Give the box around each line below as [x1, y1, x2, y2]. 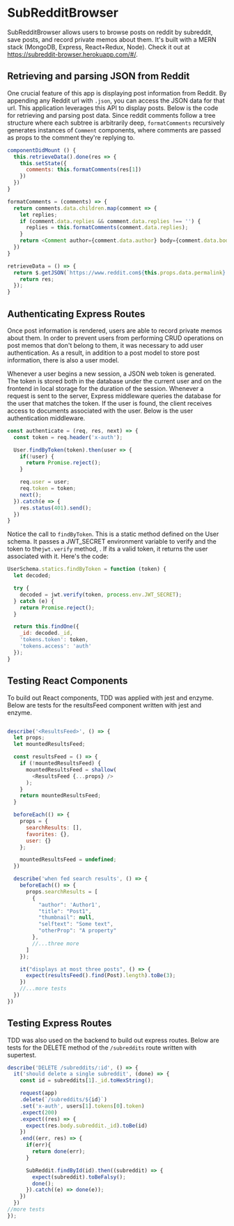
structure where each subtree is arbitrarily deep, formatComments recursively [7, 118, 225, 127]
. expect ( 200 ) [19, 1109, 58, 1116]
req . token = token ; [19, 485, 77, 492]
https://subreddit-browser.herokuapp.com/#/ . [7, 50, 138, 59]
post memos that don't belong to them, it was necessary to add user [7, 341, 203, 349]
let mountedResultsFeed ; [13, 741, 86, 748]
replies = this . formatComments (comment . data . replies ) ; [25, 224, 189, 231]
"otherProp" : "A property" [38, 927, 117, 935]
